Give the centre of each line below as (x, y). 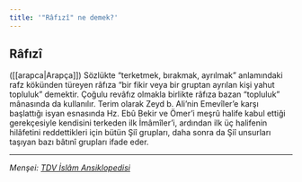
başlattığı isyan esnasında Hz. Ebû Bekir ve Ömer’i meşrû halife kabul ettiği (147, 114)
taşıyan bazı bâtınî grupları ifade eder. (79, 142)
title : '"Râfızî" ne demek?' (64, 17)
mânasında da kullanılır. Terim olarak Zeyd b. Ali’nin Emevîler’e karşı (134, 104)
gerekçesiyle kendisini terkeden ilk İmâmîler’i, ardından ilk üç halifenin (138, 123)
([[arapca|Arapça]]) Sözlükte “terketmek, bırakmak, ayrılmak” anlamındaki (146, 75)
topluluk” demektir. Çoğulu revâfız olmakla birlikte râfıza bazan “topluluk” (145, 94)
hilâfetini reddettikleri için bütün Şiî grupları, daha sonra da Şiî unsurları (140, 133)
